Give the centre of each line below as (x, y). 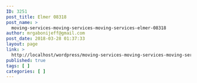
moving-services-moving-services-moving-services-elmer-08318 (89, 28)
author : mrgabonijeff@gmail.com (45, 33)
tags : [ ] (18, 66)
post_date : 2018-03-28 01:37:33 (45, 39)
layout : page (22, 44)
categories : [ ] (26, 71)
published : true (26, 60)
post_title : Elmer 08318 (36, 17)
